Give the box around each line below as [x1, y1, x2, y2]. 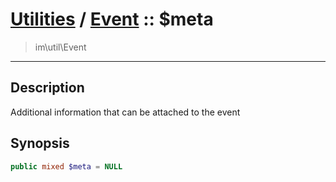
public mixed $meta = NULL [10, 161, 123, 172]
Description [10, 79, 85, 97]
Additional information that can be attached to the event [10, 106, 241, 118]
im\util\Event [34, 41, 87, 53]
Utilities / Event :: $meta [10, 8, 214, 31]
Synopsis [10, 135, 70, 152]
